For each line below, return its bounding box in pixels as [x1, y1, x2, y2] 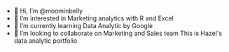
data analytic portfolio [13, 37, 78, 45]
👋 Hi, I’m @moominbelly [13, 7, 83, 15]
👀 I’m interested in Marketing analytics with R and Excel [13, 14, 174, 22]
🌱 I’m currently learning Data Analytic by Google [13, 22, 153, 30]
